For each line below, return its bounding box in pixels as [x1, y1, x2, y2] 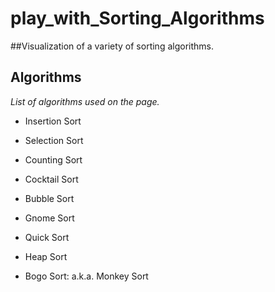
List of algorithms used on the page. [10, 95, 160, 107]
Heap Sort [24, 250, 68, 262]
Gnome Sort [24, 212, 75, 224]
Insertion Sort [24, 115, 82, 127]
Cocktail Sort [24, 173, 79, 185]
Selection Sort [24, 134, 84, 146]
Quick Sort [24, 231, 70, 243]
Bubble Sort [24, 192, 75, 204]
